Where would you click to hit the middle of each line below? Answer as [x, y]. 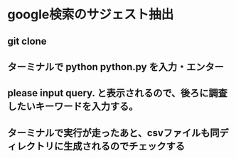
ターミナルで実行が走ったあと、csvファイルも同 [113, 133]
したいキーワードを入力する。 [73, 107]
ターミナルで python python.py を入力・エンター [116, 67]
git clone [27, 41]
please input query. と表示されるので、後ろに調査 [117, 93]
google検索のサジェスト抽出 [91, 15]
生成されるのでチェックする [124, 146]
